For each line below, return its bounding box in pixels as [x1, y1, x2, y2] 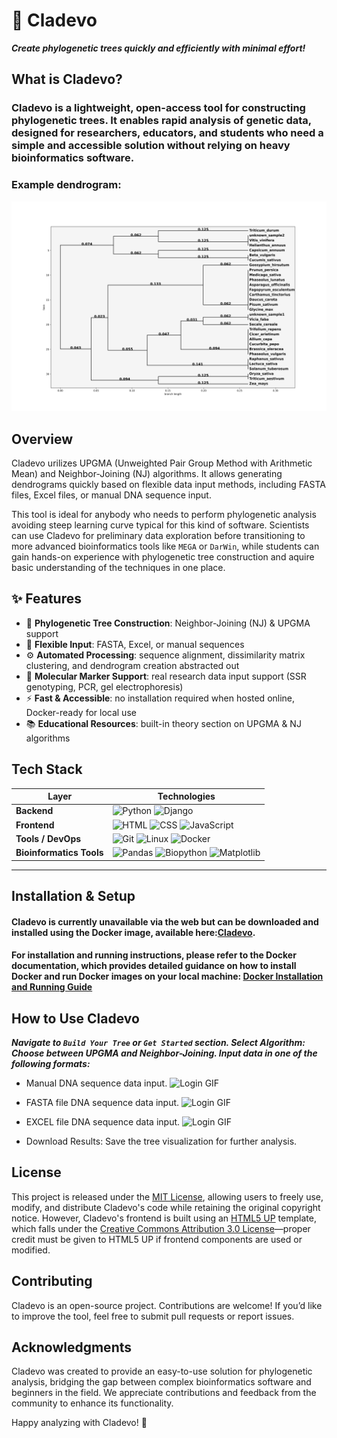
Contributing [11, 1273, 93, 1290]
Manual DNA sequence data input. [25, 1077, 168, 1089]
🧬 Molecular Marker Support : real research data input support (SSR [25, 670, 307, 682]
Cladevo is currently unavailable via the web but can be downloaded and [11, 915, 319, 928]
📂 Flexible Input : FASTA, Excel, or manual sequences [25, 638, 245, 650]
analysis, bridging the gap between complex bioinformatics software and [11, 1376, 312, 1388]
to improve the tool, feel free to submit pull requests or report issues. [11, 1310, 295, 1322]
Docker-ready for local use [25, 706, 137, 718]
